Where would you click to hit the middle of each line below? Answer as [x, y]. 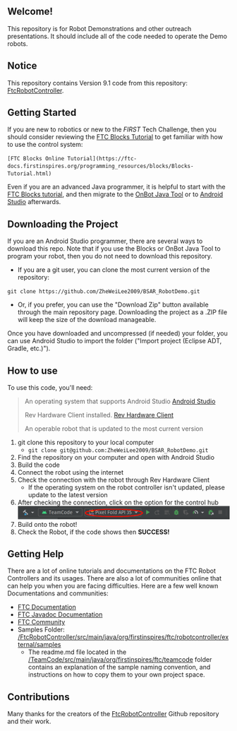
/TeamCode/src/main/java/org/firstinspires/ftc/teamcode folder [120, 660]
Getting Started [42, 113]
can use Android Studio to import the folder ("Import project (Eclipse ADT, [115, 341]
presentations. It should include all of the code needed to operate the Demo [117, 36]
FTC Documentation [47, 607]
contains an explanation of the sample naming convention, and [119, 667]
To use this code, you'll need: [50, 388]
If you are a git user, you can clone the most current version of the [114, 270]
